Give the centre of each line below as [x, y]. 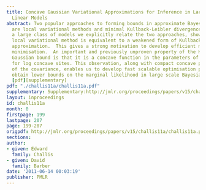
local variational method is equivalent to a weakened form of [94, 40]
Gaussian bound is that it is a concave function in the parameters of [105, 58]
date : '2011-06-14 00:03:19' [44, 172]
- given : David [26, 160]
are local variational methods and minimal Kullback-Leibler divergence [107, 29]
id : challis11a [26, 103]
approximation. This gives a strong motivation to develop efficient [104, 47]
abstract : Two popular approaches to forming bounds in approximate [96, 23]
